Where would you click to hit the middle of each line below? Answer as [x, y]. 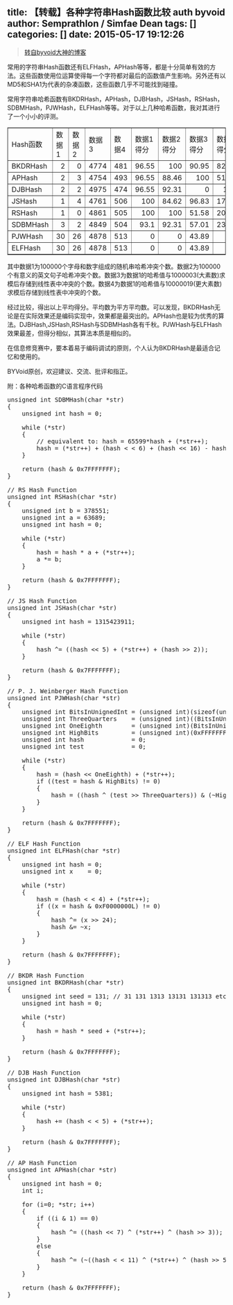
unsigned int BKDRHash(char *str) [66, 982]
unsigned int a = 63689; [64, 518]
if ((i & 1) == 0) [68, 1218]
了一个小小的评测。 [35, 116]
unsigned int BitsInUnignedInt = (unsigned [97, 712]
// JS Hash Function [42, 601]
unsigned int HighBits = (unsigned [97, 733]
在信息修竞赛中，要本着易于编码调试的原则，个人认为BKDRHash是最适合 [111, 348]
